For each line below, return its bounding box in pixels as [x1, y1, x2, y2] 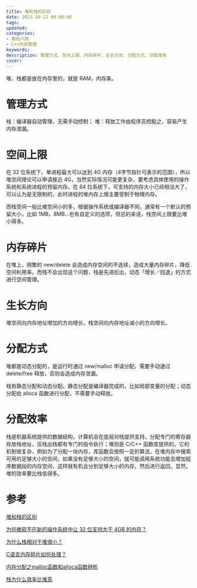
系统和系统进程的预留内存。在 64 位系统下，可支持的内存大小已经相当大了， [6, 183, 191, 191]
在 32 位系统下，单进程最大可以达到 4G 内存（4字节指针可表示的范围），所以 [6, 169, 191, 176]
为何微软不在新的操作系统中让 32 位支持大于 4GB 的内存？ [6, 526, 147, 533]
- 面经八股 [6, 36, 29, 42]
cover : [6, 58, 22, 64]
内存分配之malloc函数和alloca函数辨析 [6, 563, 98, 570]
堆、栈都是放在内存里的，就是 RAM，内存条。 [6, 75, 117, 82]
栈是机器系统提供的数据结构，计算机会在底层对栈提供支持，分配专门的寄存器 [6, 433, 191, 440]
